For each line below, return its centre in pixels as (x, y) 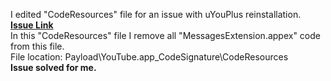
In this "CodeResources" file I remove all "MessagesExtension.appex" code (165, 35)
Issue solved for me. (53, 67)
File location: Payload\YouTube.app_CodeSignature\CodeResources (149, 57)
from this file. (37, 46)
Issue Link (32, 25)
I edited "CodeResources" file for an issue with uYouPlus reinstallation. (156, 14)
